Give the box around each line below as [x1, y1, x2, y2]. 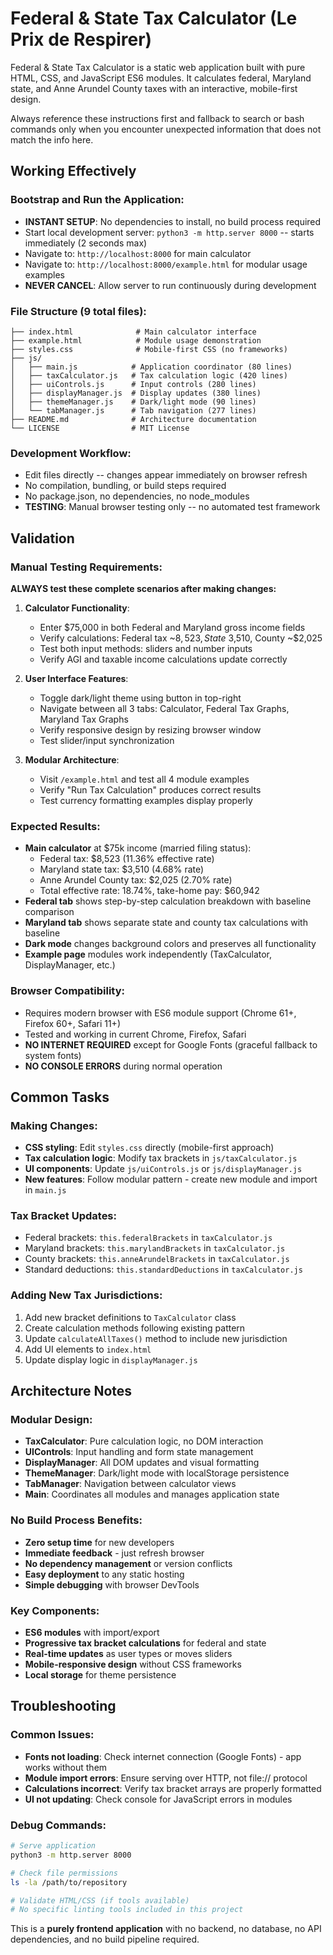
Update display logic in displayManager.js [24, 1353, 198, 1366]
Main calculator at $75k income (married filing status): [24, 842, 252, 854]
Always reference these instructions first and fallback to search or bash [10, 112, 305, 124]
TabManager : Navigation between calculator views [24, 1478, 237, 1490]
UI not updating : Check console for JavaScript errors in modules [24, 1793, 293, 1805]
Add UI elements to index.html [24, 1343, 152, 1355]
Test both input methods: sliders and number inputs [39, 642, 253, 654]
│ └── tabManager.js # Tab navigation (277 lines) [10, 405, 257, 416]
